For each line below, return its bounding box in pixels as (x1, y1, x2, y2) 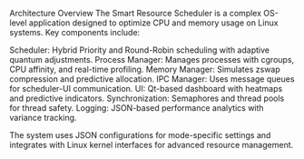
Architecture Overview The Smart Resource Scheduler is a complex (9, 8, 261, 18)
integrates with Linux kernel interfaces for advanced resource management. (9, 140, 294, 150)
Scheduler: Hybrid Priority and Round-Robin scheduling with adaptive (9, 45, 270, 55)
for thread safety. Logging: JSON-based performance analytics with (9, 103, 265, 113)
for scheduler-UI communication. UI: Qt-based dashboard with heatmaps (9, 84, 283, 94)
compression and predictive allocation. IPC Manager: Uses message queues (9, 74, 295, 84)
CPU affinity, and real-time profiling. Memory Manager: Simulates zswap (9, 64, 281, 75)
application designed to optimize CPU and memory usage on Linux (28, 17, 279, 28)
